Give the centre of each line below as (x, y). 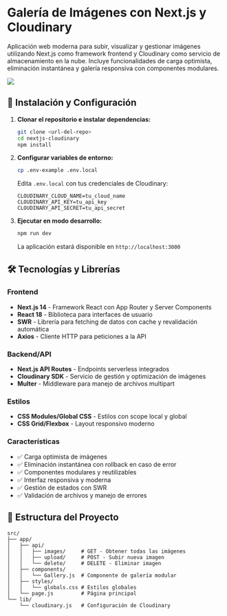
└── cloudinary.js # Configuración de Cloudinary (95, 605)
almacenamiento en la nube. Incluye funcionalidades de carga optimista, (110, 60)
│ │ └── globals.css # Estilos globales (72, 587)
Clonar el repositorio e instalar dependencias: (84, 119)
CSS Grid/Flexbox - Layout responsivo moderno (86, 423)
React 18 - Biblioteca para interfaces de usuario (85, 314)
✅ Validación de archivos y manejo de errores (82, 495)
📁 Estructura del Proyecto (63, 517)
